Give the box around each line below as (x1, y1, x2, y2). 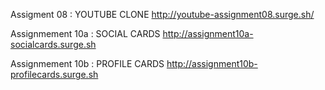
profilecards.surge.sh (10, 69, 99, 80)
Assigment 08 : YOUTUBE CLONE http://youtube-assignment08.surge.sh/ (10, 9, 315, 20)
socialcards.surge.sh (10, 39, 97, 50)
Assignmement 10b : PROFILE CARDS (10, 58, 165, 69)
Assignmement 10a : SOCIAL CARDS (10, 28, 161, 39)
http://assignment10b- (166, 58, 258, 69)
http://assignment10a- (162, 28, 254, 39)
